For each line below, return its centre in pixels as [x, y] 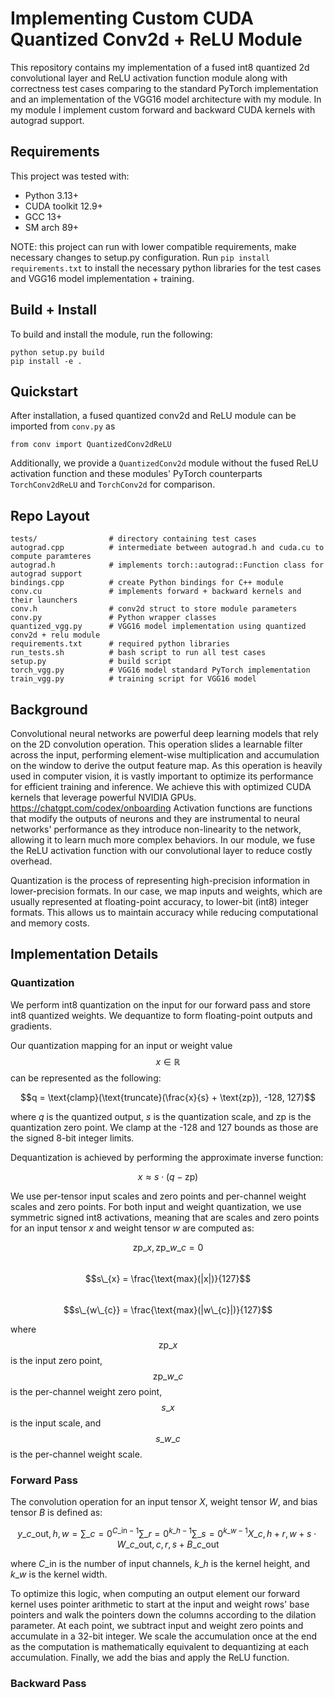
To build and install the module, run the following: [111, 334]
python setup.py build [57, 352]
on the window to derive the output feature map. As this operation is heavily [166, 765]
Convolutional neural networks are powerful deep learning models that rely [164, 733]
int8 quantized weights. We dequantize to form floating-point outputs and [161, 1015]
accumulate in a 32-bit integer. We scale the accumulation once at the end [163, 1636]
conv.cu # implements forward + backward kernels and [156, 592]
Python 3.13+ [52, 195]
